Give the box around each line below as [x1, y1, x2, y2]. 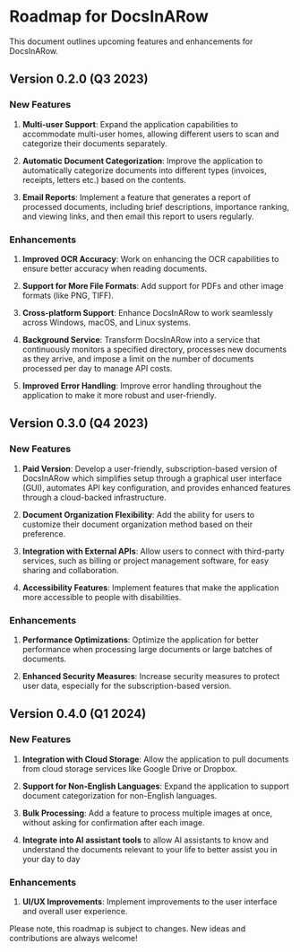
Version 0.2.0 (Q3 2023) [9, 72, 150, 87]
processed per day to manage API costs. [21, 362, 173, 373]
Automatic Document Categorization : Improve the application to [21, 155, 263, 166]
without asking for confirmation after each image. [21, 817, 205, 827]
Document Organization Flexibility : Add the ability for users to [21, 509, 255, 520]
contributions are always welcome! [9, 932, 139, 943]
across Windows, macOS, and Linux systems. [21, 317, 191, 328]
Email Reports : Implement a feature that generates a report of [21, 191, 251, 203]
